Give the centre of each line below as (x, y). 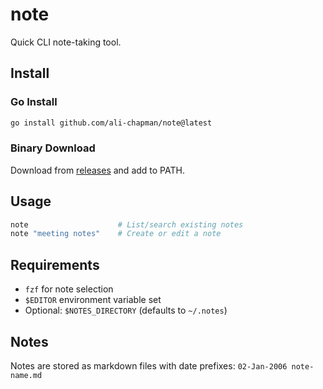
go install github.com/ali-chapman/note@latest (111, 123)
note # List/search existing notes (127, 224)
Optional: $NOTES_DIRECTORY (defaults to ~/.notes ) (126, 310)
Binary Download (53, 148)
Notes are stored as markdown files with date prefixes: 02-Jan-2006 (149, 365)
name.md (26, 375)
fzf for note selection (69, 289)
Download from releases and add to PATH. (97, 170)
